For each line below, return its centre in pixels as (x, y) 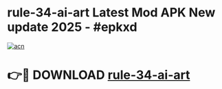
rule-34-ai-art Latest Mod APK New (111, 13)
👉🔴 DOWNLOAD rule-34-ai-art (99, 75)
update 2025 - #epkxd (72, 27)
